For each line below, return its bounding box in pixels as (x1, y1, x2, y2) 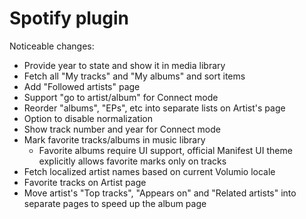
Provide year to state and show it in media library (23, 59, 226, 71)
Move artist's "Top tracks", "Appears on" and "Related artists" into (23, 187, 297, 199)
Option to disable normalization (23, 112, 153, 124)
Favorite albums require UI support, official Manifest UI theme (38, 144, 293, 156)
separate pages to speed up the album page (23, 197, 207, 209)
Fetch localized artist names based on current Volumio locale (23, 165, 276, 177)
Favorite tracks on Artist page (23, 176, 147, 188)
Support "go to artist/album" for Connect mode (23, 91, 219, 103)
